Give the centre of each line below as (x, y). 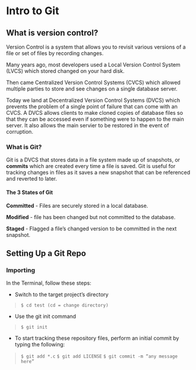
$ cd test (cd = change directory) (65, 305)
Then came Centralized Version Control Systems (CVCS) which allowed (93, 82)
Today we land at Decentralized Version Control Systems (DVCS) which (93, 100)
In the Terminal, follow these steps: (49, 283)
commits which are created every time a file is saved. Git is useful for (91, 166)
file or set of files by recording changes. (55, 53)
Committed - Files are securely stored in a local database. (77, 205)
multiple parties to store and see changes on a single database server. (92, 89)
